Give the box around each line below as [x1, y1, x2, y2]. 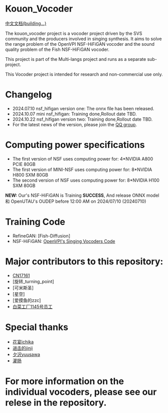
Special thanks [5, 321, 69, 333]
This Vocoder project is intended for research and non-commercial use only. [5, 71, 163, 77]
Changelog [5, 89, 52, 101]
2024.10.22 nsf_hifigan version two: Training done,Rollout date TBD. [12, 116, 153, 122]
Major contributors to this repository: [5, 256, 163, 267]
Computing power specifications [5, 139, 145, 151]
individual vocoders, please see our [5, 386, 157, 397]
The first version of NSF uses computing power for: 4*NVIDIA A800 [12, 155, 153, 161]
